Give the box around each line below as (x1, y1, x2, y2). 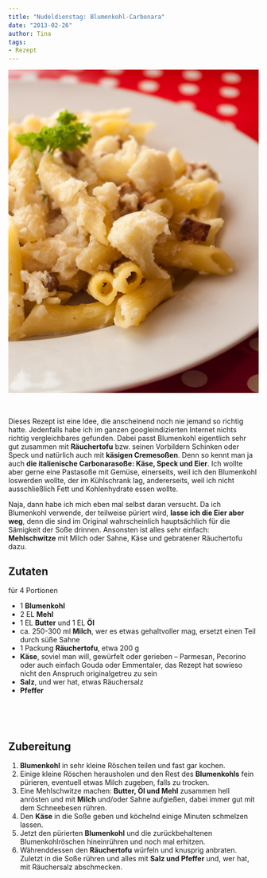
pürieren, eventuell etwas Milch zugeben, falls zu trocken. (19, 778, 210, 787)
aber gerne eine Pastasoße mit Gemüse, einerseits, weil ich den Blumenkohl (8, 466, 257, 477)
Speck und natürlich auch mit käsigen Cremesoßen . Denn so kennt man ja (8, 450, 253, 459)
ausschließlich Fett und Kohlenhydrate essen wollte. (8, 484, 179, 494)
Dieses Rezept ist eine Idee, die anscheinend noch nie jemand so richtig (8, 416, 244, 426)
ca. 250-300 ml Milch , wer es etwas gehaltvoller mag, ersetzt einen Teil (19, 626, 256, 636)
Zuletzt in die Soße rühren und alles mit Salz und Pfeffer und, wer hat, (19, 854, 250, 864)
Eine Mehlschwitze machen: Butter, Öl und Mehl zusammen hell (19, 786, 230, 796)
